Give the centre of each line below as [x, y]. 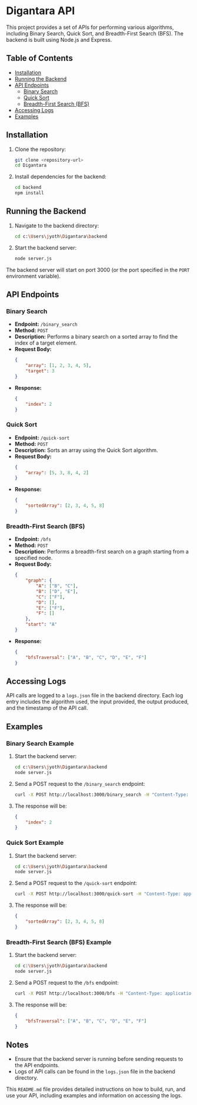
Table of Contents [40, 58]
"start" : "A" [41, 624]
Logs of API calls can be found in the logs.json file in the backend [95, 1071]
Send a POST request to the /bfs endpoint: [66, 982]
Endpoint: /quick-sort [42, 437]
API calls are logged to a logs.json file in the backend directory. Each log [95, 696]
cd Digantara [31, 165]
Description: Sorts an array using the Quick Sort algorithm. [86, 450]
